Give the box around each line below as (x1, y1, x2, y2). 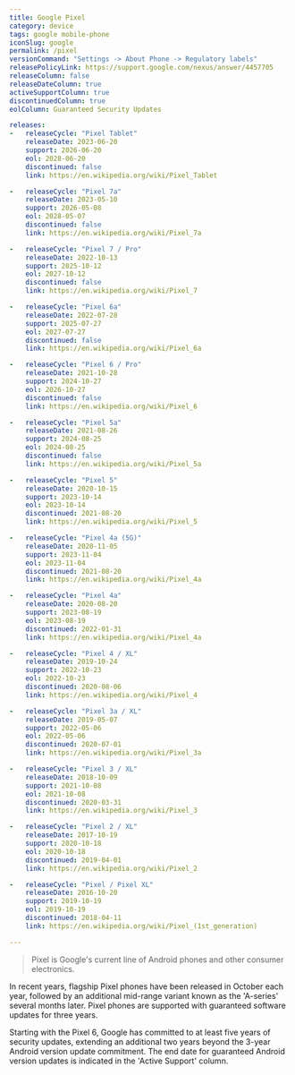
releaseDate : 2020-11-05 (25, 542, 118, 550)
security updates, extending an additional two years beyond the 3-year (9, 1036, 271, 1047)
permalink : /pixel (9, 47, 78, 55)
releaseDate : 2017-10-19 (25, 831, 118, 840)
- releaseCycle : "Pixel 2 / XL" (9, 823, 139, 832)
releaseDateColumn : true (9, 80, 102, 89)
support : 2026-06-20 (25, 146, 102, 155)
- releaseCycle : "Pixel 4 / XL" (9, 649, 139, 658)
